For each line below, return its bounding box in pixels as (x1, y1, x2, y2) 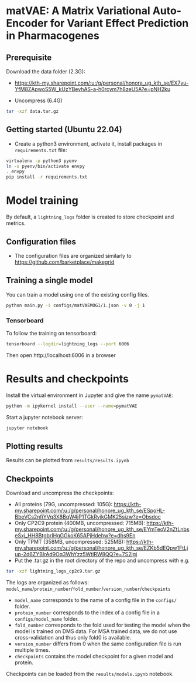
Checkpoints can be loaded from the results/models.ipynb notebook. (6, 670, 174, 677)
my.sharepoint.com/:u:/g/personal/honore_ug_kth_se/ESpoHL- (14, 507, 166, 514)
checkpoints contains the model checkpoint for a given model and (14, 652, 174, 660)
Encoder (6, 16, 48, 30)
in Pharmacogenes (6, 29, 99, 42)
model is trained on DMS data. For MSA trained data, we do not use (14, 627, 177, 635)
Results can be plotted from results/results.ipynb (6, 457, 130, 464)
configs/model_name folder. (14, 615, 79, 622)
